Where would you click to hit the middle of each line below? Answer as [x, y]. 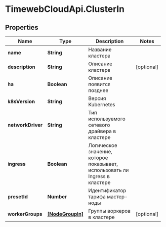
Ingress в [99, 176]
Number [57, 197]
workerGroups [25, 214]
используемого [107, 119]
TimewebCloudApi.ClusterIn [65, 9]
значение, [100, 152]
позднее [98, 90]
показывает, [103, 164]
